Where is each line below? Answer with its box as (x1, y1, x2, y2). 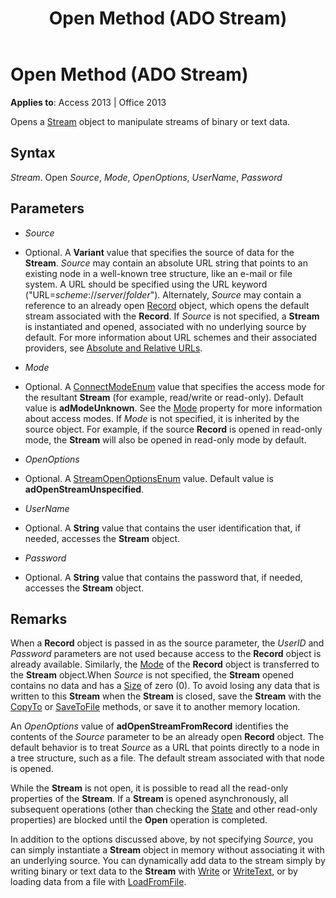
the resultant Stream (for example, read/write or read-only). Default (24, 391, 304, 403)
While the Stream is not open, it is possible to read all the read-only (10, 782, 289, 794)
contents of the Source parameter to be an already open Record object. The (10, 731, 325, 743)
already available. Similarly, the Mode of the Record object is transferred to (10, 658, 320, 671)
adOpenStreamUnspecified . (24, 483, 145, 495)
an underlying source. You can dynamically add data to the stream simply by (10, 855, 326, 867)
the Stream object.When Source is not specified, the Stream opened (10, 669, 295, 681)
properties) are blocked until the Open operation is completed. (10, 814, 268, 826)
